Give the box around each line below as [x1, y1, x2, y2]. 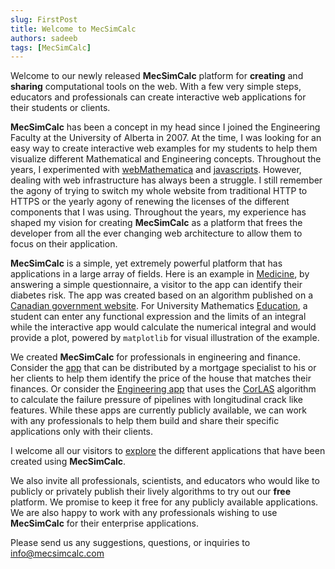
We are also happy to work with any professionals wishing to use [10, 507, 278, 519]
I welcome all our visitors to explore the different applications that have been [10, 445, 326, 457]
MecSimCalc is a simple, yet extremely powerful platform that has [10, 257, 283, 270]
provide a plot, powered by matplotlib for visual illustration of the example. [10, 332, 320, 344]
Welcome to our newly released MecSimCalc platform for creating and [10, 70, 304, 82]
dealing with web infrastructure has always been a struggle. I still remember [10, 174, 323, 186]
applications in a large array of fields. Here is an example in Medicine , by [10, 268, 310, 280]
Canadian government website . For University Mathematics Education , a [10, 300, 308, 312]
